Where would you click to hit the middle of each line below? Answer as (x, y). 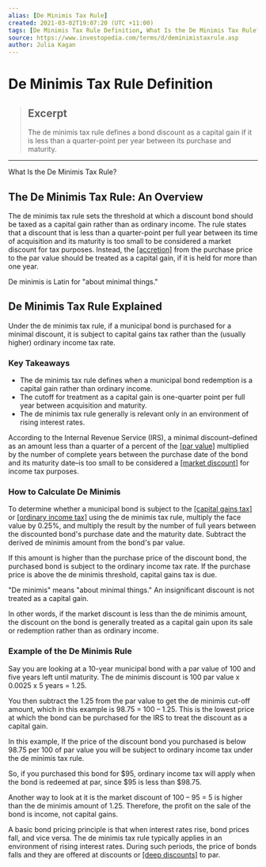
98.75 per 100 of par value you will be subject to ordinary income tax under (131, 750)
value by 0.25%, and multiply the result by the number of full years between (132, 526)
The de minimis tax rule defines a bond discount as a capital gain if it (140, 132)
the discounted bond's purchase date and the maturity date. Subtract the (127, 534)
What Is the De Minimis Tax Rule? (63, 172)
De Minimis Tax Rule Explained (85, 307)
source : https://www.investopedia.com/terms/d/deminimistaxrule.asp (123, 38)
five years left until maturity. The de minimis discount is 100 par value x (124, 677)
